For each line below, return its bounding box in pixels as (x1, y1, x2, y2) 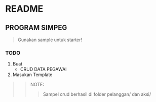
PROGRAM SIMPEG (5, 23, 67, 32)
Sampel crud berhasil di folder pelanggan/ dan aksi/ (43, 91, 151, 97)
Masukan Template (12, 72, 53, 78)
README (5, 3, 44, 15)
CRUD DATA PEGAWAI (20, 66, 67, 73)
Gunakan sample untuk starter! (17, 37, 83, 43)
